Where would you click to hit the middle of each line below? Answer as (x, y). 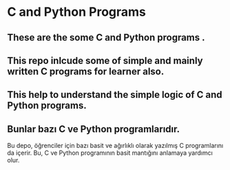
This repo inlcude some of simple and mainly (105, 60)
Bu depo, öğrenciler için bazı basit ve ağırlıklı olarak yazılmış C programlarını (115, 146)
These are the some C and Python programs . (106, 38)
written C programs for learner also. (86, 71)
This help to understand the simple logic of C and (115, 95)
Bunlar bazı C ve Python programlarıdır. (94, 129)
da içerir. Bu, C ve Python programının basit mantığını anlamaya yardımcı (110, 153)
